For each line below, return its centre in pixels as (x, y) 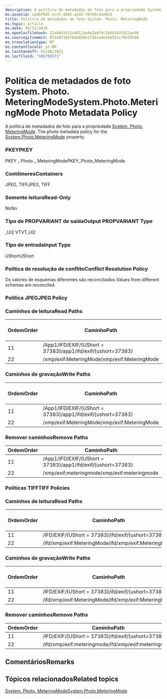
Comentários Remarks (40, 662)
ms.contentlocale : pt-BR (31, 47)
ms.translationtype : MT (30, 42)
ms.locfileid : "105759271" (33, 56)
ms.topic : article (24, 24)
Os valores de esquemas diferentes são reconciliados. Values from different (82, 280)
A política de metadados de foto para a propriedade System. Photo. (74, 126)
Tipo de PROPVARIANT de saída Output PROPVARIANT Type (79, 221)
